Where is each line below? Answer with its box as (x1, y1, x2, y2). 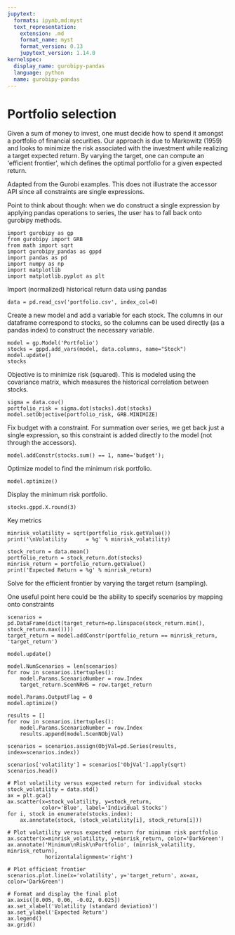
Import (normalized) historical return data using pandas (7, 285, 167, 294)
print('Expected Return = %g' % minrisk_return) (7, 567, 152, 574)
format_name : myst (20, 37, 74, 44)
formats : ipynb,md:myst (13, 17, 83, 24)
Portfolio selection (7, 106, 117, 122)
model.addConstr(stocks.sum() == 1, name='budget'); (7, 452, 165, 459)
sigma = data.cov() (7, 399, 65, 406)
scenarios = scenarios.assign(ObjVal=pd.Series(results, (7, 743, 177, 750)
